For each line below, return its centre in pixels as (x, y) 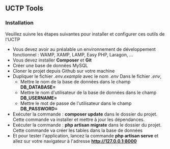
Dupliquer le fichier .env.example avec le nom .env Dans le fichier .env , (87, 76)
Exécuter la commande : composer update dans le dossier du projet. (85, 114)
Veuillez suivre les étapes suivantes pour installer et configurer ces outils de (85, 34)
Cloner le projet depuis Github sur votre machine (64, 71)
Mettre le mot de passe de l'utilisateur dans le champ (76, 103)
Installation (20, 23)
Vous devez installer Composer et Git (52, 60)
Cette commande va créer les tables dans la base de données (78, 130)
